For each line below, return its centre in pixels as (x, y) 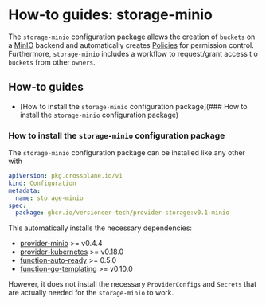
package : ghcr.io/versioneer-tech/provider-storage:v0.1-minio (122, 213)
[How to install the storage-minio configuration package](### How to (133, 106)
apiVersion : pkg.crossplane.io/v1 (66, 176)
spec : (17, 205)
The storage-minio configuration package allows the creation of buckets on (132, 37)
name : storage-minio (49, 198)
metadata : (25, 190)
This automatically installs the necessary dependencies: (100, 228)
